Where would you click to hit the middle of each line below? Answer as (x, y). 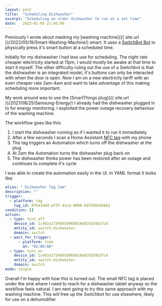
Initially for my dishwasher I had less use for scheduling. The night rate (76, 57)
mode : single (18, 269)
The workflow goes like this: (34, 123)
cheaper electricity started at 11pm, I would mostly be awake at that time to (81, 62)
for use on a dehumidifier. (31, 299)
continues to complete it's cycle (44, 164)
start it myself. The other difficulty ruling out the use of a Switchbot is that (80, 68)
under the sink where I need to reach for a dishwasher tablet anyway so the (81, 283)
